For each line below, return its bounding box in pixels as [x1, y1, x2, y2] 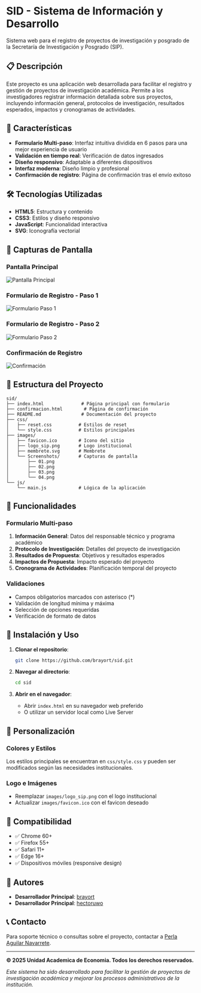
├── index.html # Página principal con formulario [6, 400, 170, 406]
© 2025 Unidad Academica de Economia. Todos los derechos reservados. [6, 956, 194, 964]
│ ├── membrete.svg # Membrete [6, 448, 106, 454]
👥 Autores [6, 877, 44, 887]
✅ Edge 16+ [14, 853, 44, 860]
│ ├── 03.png [6, 469, 55, 475]
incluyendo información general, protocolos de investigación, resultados [6, 99, 184, 106]
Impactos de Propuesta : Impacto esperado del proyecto [14, 558, 154, 566]
